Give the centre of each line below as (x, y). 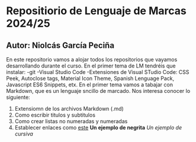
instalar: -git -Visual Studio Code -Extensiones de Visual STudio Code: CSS (98, 72)
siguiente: (18, 97)
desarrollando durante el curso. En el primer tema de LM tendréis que (91, 66)
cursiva (24, 134)
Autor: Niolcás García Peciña (60, 45)
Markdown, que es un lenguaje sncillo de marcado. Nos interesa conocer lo (98, 91)
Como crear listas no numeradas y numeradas (71, 121)
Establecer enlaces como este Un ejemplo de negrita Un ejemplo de (98, 128)
